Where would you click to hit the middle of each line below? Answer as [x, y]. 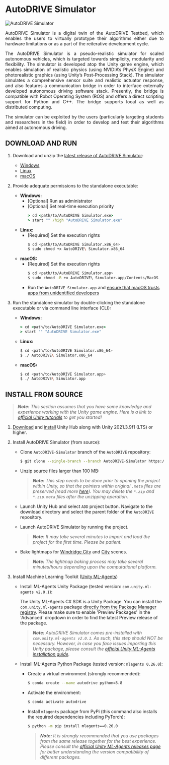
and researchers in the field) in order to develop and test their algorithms [84, 122]
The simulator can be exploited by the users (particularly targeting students [84, 116]
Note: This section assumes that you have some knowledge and [84, 407]
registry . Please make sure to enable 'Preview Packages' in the [85, 612]
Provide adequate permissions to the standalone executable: [75, 185]
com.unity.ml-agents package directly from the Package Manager [88, 607]
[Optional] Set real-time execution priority [71, 206]
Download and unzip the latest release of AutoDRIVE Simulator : [78, 155]
